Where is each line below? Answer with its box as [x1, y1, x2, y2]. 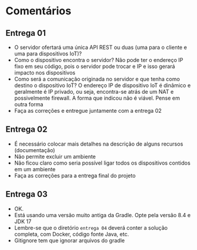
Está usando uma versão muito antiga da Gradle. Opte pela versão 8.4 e [14, 211, 191, 218]
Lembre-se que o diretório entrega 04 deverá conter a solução [14, 224, 168, 231]
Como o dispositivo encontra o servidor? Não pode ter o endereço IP [14, 57, 183, 63]
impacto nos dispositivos [14, 69, 76, 76]
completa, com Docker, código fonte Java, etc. [14, 230, 129, 237]
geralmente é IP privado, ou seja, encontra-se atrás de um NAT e [14, 88, 174, 95]
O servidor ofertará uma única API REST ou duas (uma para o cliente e [14, 44, 187, 51]
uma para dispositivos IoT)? [14, 50, 82, 57]
